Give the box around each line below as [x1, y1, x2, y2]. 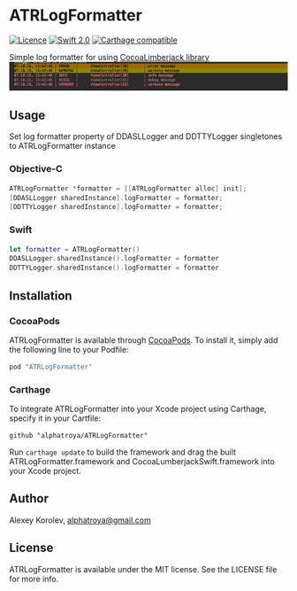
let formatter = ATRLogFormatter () [9, 245, 141, 253]
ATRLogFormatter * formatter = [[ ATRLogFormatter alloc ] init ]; [9, 183, 247, 193]
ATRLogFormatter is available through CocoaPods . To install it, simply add [9, 334, 278, 346]
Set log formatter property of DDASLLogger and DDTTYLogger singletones [9, 131, 283, 142]
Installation [9, 288, 72, 303]
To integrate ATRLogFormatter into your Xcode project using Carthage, [9, 404, 267, 415]
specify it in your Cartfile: [9, 413, 102, 424]
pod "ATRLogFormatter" [9, 362, 93, 371]
